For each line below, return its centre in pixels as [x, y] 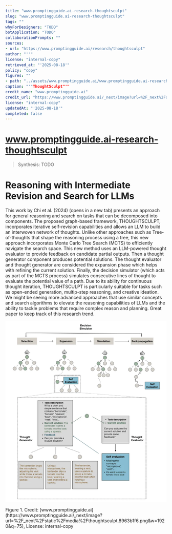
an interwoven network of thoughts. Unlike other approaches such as [78, 232]
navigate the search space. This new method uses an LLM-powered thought [86, 249]
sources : [15, 44]
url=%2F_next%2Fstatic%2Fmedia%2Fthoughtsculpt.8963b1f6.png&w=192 [85, 521]
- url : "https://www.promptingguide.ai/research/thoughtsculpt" [75, 49]
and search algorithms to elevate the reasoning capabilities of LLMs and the [85, 303]
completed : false [24, 114]
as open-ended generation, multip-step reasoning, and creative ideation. [82, 292]
